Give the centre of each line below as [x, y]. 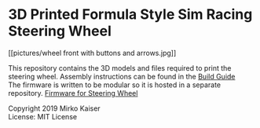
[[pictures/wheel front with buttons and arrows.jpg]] [92, 53]
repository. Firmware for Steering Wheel [73, 93]
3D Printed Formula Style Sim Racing [130, 15]
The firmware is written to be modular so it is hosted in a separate [115, 85]
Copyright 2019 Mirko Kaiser [54, 108]
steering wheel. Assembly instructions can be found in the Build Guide [122, 76]
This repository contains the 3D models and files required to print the [120, 68]
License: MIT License [42, 116]
